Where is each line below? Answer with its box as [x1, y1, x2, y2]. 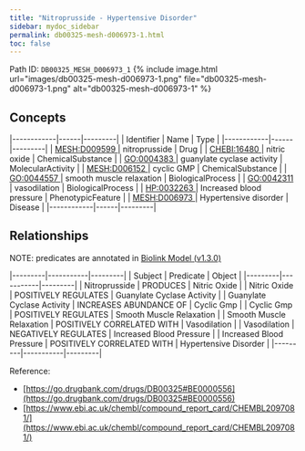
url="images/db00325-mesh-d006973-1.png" [9, 74, 182, 85]
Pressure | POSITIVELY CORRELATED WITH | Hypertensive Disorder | [9, 338, 270, 349]
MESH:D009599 [54, 143, 117, 155]
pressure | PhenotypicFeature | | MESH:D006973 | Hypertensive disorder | [9, 193, 289, 204]
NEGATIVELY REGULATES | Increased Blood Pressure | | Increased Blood [9, 328, 284, 339]
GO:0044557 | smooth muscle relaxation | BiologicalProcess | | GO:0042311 [9, 173, 294, 184]
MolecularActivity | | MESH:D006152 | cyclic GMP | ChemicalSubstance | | [9, 163, 288, 174]
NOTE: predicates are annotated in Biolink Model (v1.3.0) [9, 252, 221, 263]
